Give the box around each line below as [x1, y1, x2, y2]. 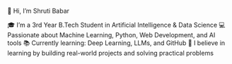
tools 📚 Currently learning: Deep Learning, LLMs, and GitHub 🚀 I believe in [7, 39, 226, 47]
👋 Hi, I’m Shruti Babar [7, 7, 69, 15]
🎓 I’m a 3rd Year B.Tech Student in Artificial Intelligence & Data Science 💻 [7, 21, 226, 29]
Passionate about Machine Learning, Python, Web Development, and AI [7, 31, 216, 39]
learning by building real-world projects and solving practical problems [7, 49, 214, 57]
